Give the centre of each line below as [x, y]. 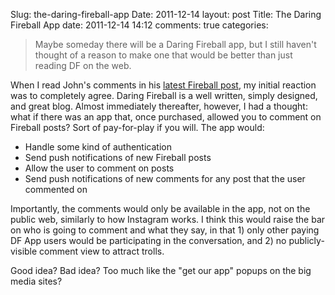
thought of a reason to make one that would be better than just [163, 55]
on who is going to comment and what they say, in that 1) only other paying [165, 230]
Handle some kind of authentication [98, 147]
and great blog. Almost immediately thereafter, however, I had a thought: [159, 106]
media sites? [36, 281]
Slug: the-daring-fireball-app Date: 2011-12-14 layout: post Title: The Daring [166, 14]
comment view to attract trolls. [102, 251]
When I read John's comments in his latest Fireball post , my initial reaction [163, 85]
